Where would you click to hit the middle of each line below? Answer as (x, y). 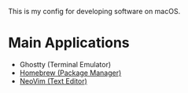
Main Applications (69, 43)
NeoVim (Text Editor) (53, 80)
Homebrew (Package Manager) (70, 73)
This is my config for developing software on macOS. (94, 11)
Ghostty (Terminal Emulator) (65, 64)
